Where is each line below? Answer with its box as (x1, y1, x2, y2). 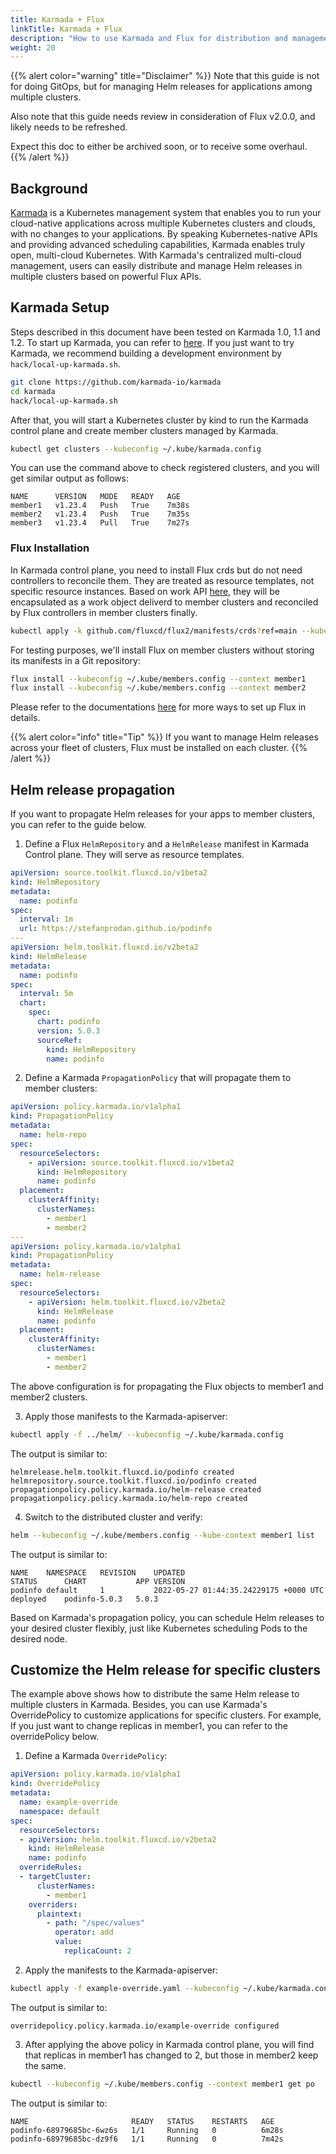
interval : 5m (19, 989, 74, 999)
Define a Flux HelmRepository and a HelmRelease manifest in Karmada (24, 838, 310, 850)
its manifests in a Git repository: (10, 654, 141, 666)
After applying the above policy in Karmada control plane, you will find (24, 2038, 315, 2050)
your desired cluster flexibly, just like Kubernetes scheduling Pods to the (10, 1622, 308, 1634)
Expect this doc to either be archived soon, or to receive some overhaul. (10, 141, 308, 153)
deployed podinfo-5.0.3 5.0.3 (10, 1594, 159, 1604)
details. (10, 712, 41, 724)
